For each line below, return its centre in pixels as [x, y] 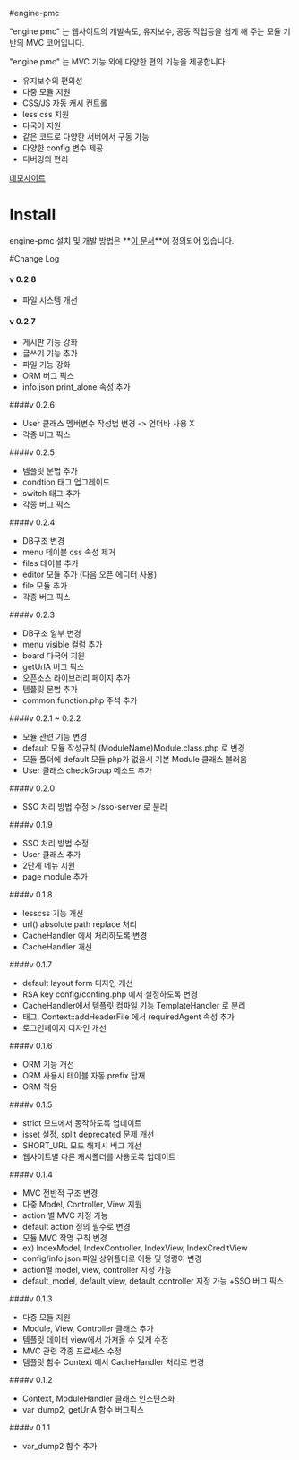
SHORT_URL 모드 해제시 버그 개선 [81, 1146]
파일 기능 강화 [46, 365]
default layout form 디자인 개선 [77, 983]
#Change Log [34, 258]
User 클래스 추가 [51, 855]
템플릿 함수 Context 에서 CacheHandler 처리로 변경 [113, 1362]
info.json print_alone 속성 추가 [77, 387]
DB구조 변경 [43, 541]
